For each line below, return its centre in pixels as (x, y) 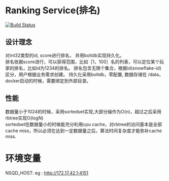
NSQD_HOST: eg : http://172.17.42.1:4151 (47, 173)
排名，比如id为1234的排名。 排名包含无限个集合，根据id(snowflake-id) (88, 68)
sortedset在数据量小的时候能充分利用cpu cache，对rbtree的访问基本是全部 (84, 124)
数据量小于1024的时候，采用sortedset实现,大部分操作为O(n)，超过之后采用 (83, 111)
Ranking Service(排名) (53, 10)
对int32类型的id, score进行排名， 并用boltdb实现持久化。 (65, 55)
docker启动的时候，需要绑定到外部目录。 (48, 81)
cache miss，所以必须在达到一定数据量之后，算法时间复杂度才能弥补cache (84, 131)
